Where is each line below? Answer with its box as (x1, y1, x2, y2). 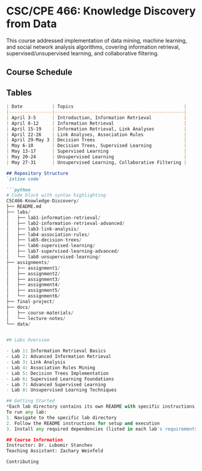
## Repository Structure (6, 170, 69, 176)
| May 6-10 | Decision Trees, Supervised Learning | (6, 143, 187, 149)
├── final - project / (6, 299, 55, 305)
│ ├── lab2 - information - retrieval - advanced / (6, 220, 125, 226)
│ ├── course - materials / (6, 310, 74, 316)
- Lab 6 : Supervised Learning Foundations (6, 376, 114, 382)
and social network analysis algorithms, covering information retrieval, (6, 43, 180, 51)
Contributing (6, 459, 39, 465)
